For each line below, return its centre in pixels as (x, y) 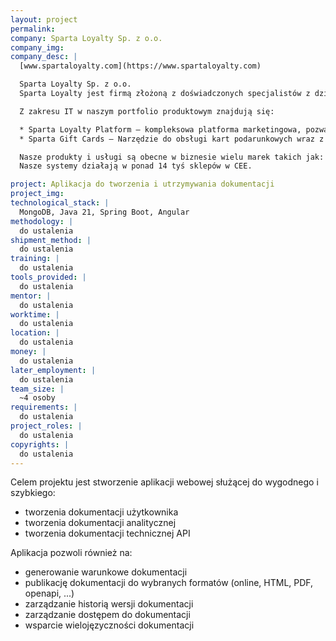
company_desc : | (44, 57)
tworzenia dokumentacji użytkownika (101, 512)
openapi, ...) (49, 593)
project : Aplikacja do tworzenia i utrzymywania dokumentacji (142, 184)
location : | (35, 333)
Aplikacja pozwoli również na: (71, 553)
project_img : (37, 194)
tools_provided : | (48, 277)
